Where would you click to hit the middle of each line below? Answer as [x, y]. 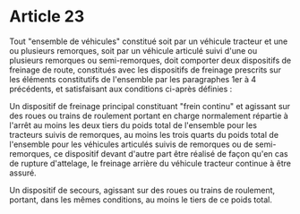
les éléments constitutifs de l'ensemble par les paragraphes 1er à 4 [133, 79]
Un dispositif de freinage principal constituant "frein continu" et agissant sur [150, 106]
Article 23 [47, 17]
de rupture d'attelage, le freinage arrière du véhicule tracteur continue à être [150, 163]
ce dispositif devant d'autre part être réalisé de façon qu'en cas [171, 153]
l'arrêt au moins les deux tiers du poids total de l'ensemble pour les [133, 125]
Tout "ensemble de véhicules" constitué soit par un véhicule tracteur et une [149, 41]
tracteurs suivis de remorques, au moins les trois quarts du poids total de [144, 134]
